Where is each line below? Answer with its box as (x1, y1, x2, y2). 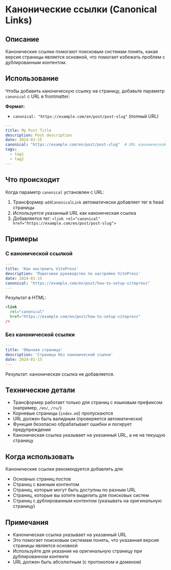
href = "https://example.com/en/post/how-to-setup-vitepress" (10, 314, 141, 319)
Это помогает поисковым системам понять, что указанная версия (12, 537, 159, 543)
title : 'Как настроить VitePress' (5, 267, 79, 272)
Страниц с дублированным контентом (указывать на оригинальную (12, 498, 162, 504)
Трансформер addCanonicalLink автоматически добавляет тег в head (12, 199, 164, 205)
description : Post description (5, 132, 72, 138)
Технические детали (5, 386, 75, 394)
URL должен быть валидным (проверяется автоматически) (12, 416, 143, 422)
